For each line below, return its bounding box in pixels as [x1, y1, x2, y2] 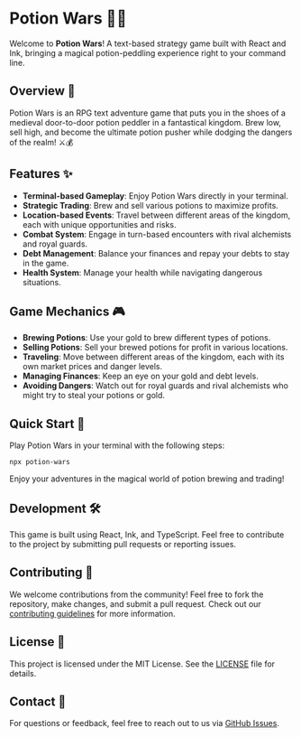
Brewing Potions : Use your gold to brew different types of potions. [22, 332, 271, 343]
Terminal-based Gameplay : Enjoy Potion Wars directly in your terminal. [22, 190, 288, 201]
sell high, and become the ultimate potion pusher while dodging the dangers [9, 126, 293, 137]
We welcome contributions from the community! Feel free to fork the [9, 589, 264, 600]
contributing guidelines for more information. [9, 608, 176, 619]
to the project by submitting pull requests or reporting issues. [9, 539, 237, 549]
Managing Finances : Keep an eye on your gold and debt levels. [22, 370, 259, 382]
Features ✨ [9, 166, 73, 182]
